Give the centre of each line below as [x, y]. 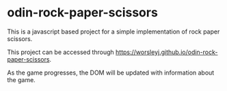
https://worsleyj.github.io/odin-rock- [166, 52]
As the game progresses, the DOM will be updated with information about [111, 73]
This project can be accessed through [61, 52]
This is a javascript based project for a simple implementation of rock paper [113, 31]
